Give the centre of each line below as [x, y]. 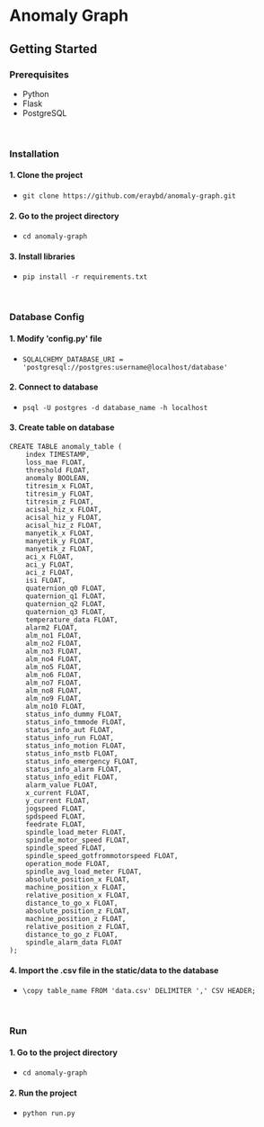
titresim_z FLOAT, [60, 501]
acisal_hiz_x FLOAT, [64, 509]
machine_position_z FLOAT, [76, 918]
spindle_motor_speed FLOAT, [78, 840]
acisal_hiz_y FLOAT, [64, 517]
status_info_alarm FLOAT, [74, 769]
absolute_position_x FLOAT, [78, 879]
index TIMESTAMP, [58, 454]
